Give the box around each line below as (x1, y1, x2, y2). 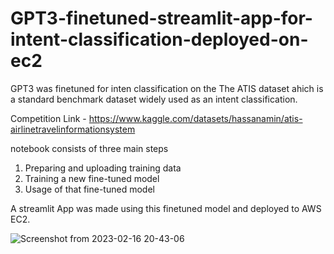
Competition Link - (10, 112, 87, 124)
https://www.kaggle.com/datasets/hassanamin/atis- (88, 112, 303, 124)
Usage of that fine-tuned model (24, 183, 155, 195)
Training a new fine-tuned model (24, 172, 160, 184)
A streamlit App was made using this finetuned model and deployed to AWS (10, 202, 322, 214)
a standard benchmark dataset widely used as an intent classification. (10, 93, 298, 105)
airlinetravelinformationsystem (10, 123, 136, 135)
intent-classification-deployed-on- (10, 28, 309, 51)
